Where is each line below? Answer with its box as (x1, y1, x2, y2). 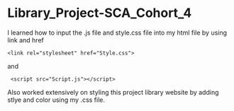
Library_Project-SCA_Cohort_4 (7, 5, 192, 21)
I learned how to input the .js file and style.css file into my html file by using (7, 28, 228, 37)
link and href (7, 35, 44, 44)
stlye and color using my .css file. (7, 95, 105, 104)
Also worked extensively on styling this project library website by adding (7, 88, 219, 96)
